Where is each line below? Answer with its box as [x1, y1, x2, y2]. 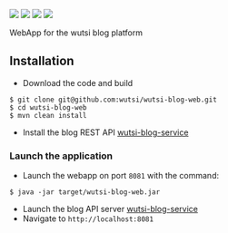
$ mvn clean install [9, 111, 88, 120]
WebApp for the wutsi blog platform [9, 27, 144, 38]
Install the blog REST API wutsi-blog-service [22, 127, 189, 138]
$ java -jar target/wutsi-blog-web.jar [9, 188, 161, 197]
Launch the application [9, 150, 114, 162]
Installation [9, 53, 74, 69]
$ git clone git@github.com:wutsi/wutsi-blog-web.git [9, 95, 218, 104]
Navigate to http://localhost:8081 [22, 213, 154, 224]
